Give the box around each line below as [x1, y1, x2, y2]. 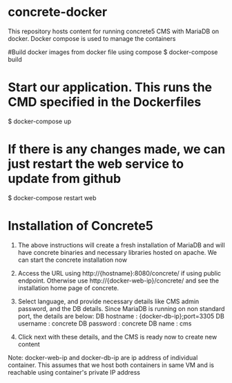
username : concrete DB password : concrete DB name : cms [17, 319, 192, 328]
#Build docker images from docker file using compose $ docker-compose [8, 48, 218, 56]
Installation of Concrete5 [8, 218, 154, 233]
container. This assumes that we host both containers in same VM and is [8, 361, 215, 369]
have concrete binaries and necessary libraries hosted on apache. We [17, 248, 217, 256]
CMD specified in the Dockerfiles [8, 94, 202, 110]
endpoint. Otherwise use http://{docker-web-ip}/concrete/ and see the [17, 276, 220, 285]
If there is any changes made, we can [8, 141, 226, 157]
